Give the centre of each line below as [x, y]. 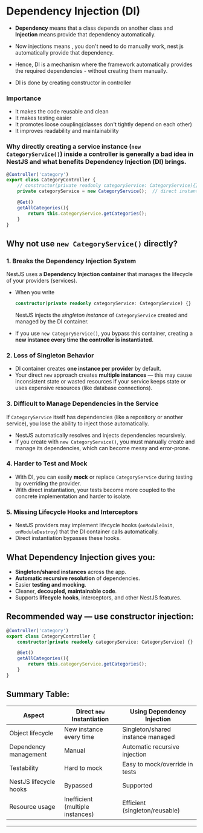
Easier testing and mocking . [50, 584]
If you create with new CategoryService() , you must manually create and [105, 442]
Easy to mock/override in [158, 764]
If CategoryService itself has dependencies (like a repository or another [95, 417]
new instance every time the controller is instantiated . [84, 339]
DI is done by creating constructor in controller [73, 83]
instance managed [149, 737]
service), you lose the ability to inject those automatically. [78, 423]
